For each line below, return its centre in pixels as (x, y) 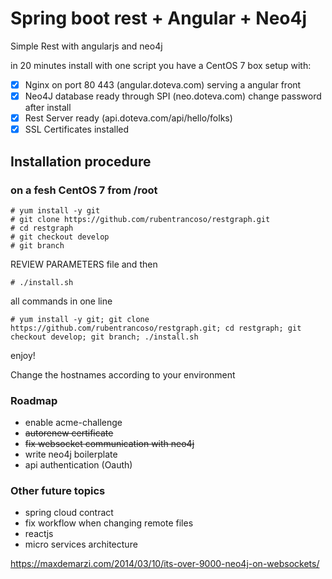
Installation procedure (81, 161)
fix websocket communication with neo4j (109, 444)
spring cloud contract (69, 513)
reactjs (39, 534)
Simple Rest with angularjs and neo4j (86, 46)
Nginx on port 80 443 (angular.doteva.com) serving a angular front (163, 84)
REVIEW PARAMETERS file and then (84, 264)
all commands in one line (61, 301)
